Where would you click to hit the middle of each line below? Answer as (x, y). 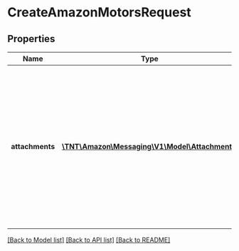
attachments (33, 147)
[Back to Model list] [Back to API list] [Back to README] (89, 240)
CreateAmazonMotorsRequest (100, 12)
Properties (31, 39)
